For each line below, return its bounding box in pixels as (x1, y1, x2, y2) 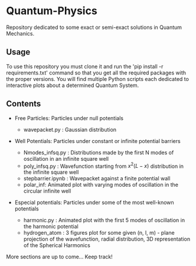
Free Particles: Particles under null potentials (14, 114, 124, 122)
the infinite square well (23, 168, 79, 176)
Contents (6, 99, 41, 109)
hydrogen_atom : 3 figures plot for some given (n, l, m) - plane (23, 229, 175, 236)
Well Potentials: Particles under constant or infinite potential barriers (14, 137, 181, 144)
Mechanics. (6, 30, 35, 37)
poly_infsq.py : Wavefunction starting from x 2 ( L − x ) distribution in (23, 161, 184, 170)
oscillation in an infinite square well (23, 155, 109, 162)
